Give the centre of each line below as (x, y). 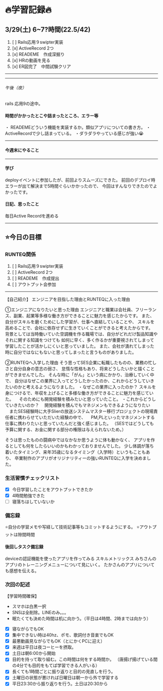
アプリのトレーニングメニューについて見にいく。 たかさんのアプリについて (80, 564)
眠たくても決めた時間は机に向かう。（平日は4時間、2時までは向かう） (81, 618)
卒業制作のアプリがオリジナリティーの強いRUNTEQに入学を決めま (81, 458)
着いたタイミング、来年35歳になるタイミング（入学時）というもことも (75, 452)
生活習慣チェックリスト (32, 478)
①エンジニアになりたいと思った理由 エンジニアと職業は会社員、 (70, 309)
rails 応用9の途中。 (24, 104)
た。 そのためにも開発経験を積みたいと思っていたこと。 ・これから (74, 399)
